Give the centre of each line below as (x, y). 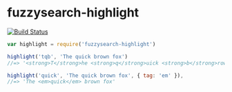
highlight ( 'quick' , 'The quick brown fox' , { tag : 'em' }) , (96, 76)
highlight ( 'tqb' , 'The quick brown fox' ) (68, 56)
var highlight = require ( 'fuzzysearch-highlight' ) (81, 44)
